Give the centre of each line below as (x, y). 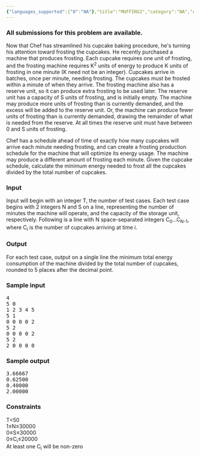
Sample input (26, 285)
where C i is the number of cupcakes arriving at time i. (72, 228)
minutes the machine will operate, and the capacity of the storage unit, (93, 213)
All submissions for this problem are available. (74, 32)
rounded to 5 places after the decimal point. (60, 269)
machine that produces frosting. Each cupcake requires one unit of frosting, (99, 58)
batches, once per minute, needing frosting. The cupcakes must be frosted (98, 78)
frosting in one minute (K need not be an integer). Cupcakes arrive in (90, 72)
